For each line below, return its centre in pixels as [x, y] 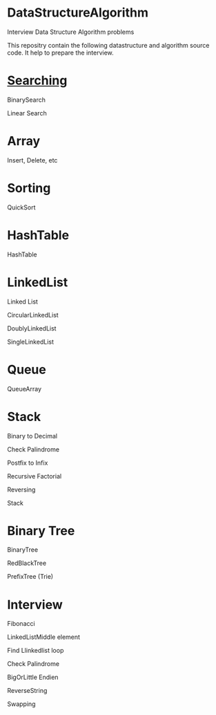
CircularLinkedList [33, 315]
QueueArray [24, 389]
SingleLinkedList [30, 342]
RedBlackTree [27, 563]
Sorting [29, 188]
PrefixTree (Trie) [30, 577]
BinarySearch [27, 100]
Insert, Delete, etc [32, 160]
